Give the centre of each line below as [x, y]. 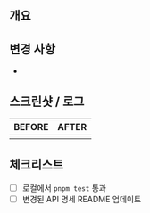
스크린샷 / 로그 [47, 101]
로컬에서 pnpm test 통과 [64, 188]
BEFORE [31, 127]
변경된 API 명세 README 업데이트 [82, 199]
